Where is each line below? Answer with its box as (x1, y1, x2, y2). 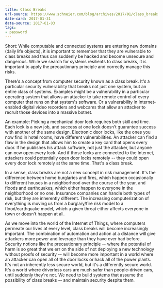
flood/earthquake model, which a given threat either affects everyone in (5, 206, 149, 212)
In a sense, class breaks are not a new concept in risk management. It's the (5, 170, 156, 175)
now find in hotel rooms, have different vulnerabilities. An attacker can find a (5, 134, 158, 140)
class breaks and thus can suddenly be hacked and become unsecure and (5, 54, 154, 59)
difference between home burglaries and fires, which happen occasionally (5, 175, 154, 180)
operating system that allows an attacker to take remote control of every (5, 94, 149, 100)
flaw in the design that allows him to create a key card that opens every (5, 140, 148, 145)
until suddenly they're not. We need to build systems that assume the (5, 272, 144, 278)
